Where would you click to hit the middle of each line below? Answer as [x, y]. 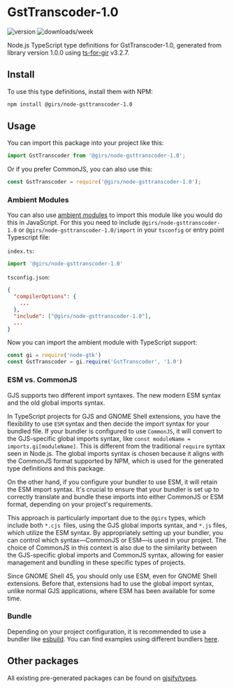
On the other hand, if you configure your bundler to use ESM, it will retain [112, 482]
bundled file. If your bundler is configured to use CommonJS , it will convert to [115, 431]
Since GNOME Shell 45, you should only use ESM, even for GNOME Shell [112, 576]
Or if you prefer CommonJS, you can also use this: [80, 169]
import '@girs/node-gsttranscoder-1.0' [65, 264]
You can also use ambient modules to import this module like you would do [115, 215]
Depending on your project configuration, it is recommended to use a [107, 632]
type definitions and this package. [56, 468]
